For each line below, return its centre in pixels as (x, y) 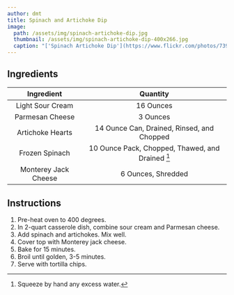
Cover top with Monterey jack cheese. (72, 241)
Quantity (154, 93)
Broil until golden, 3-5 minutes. (61, 256)
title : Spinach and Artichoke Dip (57, 20)
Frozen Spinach (45, 153)
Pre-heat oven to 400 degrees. (62, 219)
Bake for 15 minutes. (46, 249)
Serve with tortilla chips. (52, 264)
